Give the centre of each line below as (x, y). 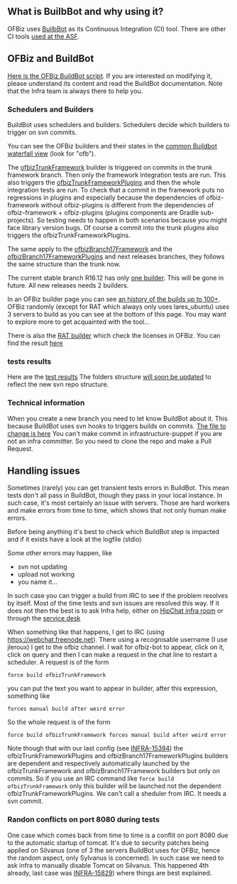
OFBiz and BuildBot (51, 59)
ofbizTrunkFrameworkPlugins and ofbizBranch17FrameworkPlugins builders (118, 756)
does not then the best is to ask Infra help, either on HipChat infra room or (115, 611)
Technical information (46, 403)
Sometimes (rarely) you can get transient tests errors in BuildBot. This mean (118, 488)
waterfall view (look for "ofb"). (51, 153)
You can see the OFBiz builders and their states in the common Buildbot (112, 146)
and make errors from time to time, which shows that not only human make (117, 511)
